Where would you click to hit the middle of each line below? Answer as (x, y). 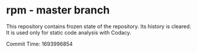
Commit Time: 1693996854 (39, 44)
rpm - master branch (58, 10)
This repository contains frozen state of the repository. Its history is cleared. (98, 26)
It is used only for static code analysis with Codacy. (69, 32)
